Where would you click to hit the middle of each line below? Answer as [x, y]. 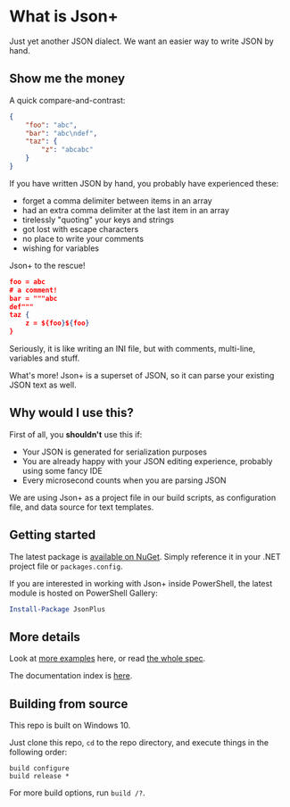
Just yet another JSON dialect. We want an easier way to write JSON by [141, 41]
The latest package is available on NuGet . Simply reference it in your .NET [145, 556]
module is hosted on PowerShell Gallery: [83, 593]
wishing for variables [61, 248]
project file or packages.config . [66, 566]
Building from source [69, 704]
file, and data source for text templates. [82, 507]
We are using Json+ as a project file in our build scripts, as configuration [143, 497]
